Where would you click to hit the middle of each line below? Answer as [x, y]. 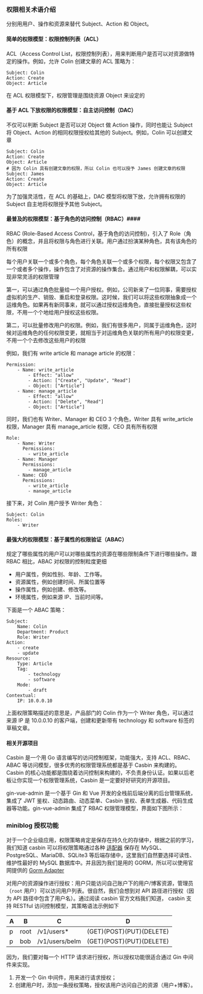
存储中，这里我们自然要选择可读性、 [150, 855]
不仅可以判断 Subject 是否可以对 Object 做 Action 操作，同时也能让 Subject [100, 125]
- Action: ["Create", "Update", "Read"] [79, 380]
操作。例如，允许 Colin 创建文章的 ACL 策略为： [76, 61]
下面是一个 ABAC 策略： [36, 610]
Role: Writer [34, 637]
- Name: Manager [38, 459]
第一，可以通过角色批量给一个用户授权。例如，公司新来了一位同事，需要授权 [101, 290]
